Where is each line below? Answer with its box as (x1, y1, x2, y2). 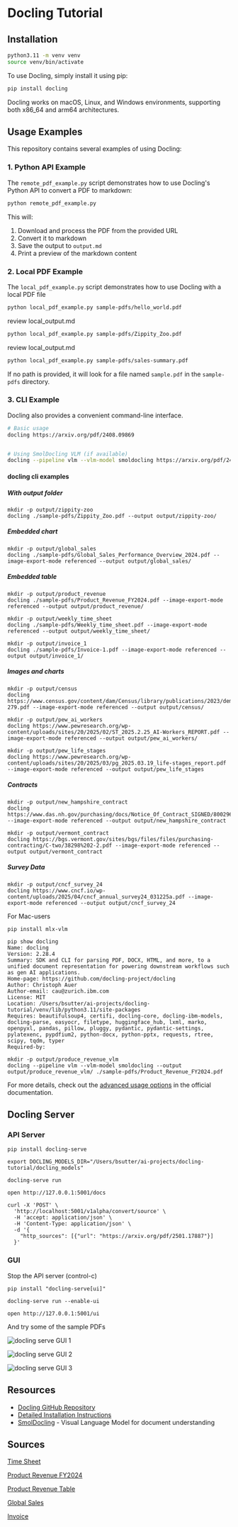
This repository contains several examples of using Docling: (7, 145, 182, 153)
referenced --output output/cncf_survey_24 (45, 899, 176, 906)
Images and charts (7, 667, 65, 676)
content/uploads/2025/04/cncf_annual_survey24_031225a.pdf (7, 893, 186, 901)
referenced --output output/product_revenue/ (7, 602, 144, 610)
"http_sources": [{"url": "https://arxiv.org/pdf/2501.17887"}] (20, 1233, 214, 1240)
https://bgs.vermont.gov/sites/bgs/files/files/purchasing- (33, 835, 214, 843)
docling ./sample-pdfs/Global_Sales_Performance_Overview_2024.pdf (7, 551, 211, 558)
